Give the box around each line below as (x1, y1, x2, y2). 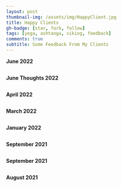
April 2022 (6, 91, 33, 98)
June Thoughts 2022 (6, 74, 59, 81)
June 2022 (6, 57, 33, 65)
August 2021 (6, 173, 38, 181)
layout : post (6, 8, 38, 15)
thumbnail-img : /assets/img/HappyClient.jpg (6, 14, 117, 20)
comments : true (6, 36, 43, 42)
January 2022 (6, 124, 42, 131)
